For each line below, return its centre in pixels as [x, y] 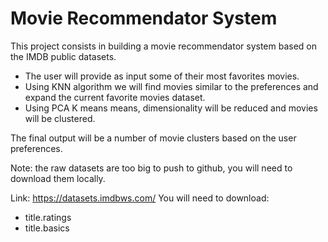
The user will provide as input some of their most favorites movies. [162, 76]
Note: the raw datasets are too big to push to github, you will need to [151, 168]
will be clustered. [60, 118]
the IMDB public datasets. [63, 56]
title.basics [47, 228]
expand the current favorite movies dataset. [115, 97]
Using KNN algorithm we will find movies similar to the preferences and [171, 86]
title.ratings [48, 217]
